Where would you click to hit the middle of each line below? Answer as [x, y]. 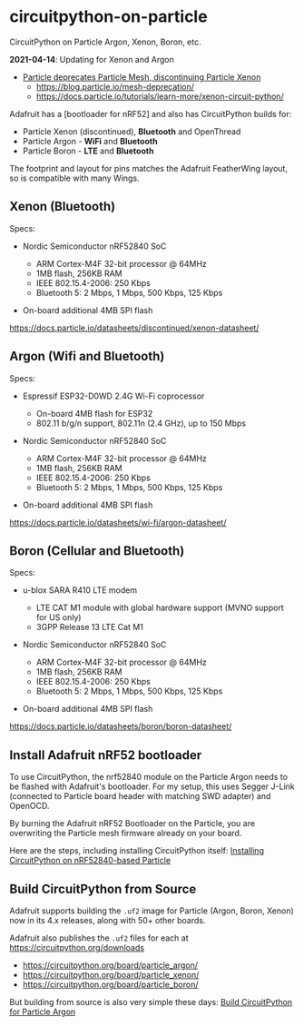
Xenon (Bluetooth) [63, 207]
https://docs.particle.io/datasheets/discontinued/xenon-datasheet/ [134, 328]
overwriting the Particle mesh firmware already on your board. [126, 834]
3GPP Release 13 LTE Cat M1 [89, 627]
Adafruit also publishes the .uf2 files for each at [99, 938]
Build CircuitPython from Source [103, 888]
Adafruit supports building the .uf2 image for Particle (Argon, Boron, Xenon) [152, 911]
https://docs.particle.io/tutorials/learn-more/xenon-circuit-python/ [160, 96]
